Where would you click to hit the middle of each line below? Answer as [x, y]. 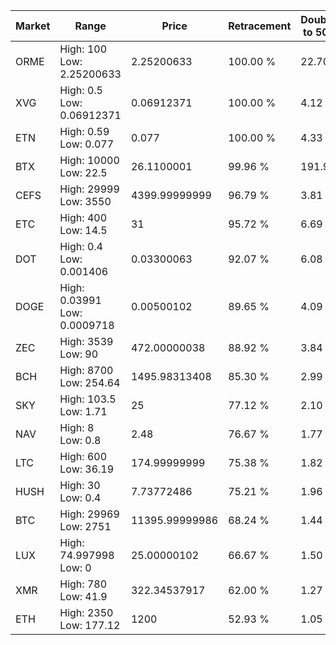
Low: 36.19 [87, 469]
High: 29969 [89, 514]
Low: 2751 [85, 526]
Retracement [260, 26]
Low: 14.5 [83, 230]
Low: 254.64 [90, 382]
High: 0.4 [81, 246]
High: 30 [80, 485]
